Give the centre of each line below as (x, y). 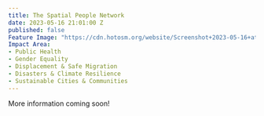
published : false (37, 30)
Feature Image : (33, 37)
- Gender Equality (38, 60)
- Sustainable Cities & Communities (68, 81)
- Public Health (35, 52)
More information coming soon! (59, 103)
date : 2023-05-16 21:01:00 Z (56, 23)
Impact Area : (29, 45)
